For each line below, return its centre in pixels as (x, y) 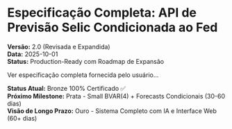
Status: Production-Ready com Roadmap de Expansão (86, 61)
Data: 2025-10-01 (33, 54)
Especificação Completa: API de (102, 13)
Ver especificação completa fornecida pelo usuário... (83, 75)
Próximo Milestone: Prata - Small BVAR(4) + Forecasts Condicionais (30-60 (116, 96)
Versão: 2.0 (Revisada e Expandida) (59, 46)
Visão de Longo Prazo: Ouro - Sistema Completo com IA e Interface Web (112, 111)
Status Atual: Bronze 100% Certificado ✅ (67, 88)
